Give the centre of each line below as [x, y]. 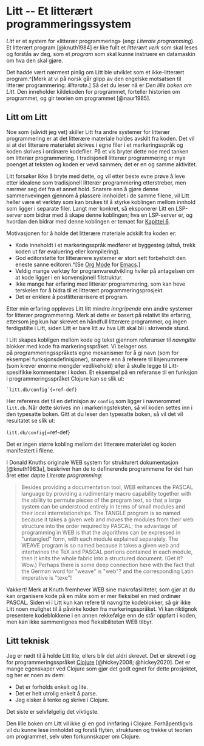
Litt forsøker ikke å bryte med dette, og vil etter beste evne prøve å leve [96, 176]
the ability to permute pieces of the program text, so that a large [101, 500]
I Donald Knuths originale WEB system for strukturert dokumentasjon [93, 462]
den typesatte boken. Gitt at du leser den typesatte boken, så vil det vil [95, 414]
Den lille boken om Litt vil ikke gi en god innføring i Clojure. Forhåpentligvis [100, 723]
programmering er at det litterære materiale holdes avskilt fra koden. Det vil [100, 138]
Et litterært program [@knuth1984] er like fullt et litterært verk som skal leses [102, 48]
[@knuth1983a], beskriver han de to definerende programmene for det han [100, 469]
